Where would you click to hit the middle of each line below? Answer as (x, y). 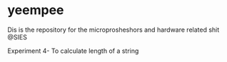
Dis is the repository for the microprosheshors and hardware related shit (113, 30)
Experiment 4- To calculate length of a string (73, 51)
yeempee (36, 10)
